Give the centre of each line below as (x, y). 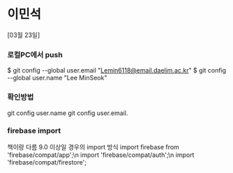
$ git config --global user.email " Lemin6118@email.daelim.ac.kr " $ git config (117, 70)
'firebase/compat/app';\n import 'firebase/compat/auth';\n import (101, 155)
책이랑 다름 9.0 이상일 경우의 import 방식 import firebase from (93, 146)
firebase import (34, 131)
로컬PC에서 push (35, 54)
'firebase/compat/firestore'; (47, 162)
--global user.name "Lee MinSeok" (57, 78)
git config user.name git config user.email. (68, 113)
